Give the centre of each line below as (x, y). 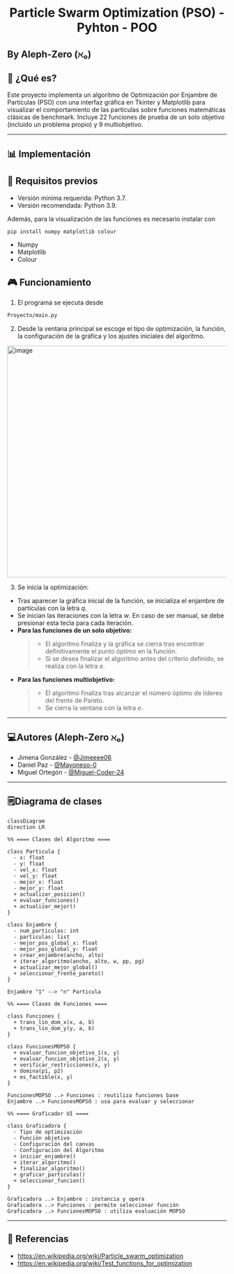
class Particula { (34, 851)
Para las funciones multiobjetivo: (66, 680)
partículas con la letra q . (52, 608)
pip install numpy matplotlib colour (62, 231)
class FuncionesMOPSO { (42, 1046)
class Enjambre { (32, 924)
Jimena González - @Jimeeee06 (64, 757)
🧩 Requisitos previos (53, 181)
